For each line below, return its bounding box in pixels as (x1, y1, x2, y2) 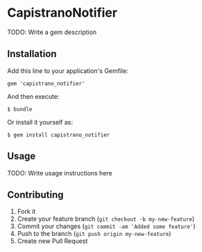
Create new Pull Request (17, 237, 88, 245)
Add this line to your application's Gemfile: (7, 66, 128, 74)
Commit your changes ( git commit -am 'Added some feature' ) (17, 222, 196, 230)
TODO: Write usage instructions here (7, 168, 112, 177)
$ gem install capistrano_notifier (7, 131, 110, 139)
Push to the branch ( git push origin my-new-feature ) (17, 230, 171, 238)
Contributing (7, 189, 64, 200)
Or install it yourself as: (7, 118, 73, 126)
